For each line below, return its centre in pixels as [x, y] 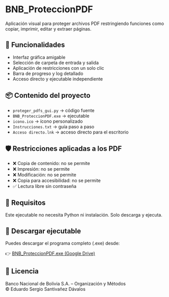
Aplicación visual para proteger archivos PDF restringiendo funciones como [85, 23]
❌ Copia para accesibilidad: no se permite [57, 181]
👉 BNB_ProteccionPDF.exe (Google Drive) [50, 253]
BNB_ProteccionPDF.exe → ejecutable [51, 116]
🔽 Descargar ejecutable [43, 231]
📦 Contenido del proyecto [48, 96]
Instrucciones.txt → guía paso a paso [53, 126]
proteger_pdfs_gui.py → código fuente [53, 110]
